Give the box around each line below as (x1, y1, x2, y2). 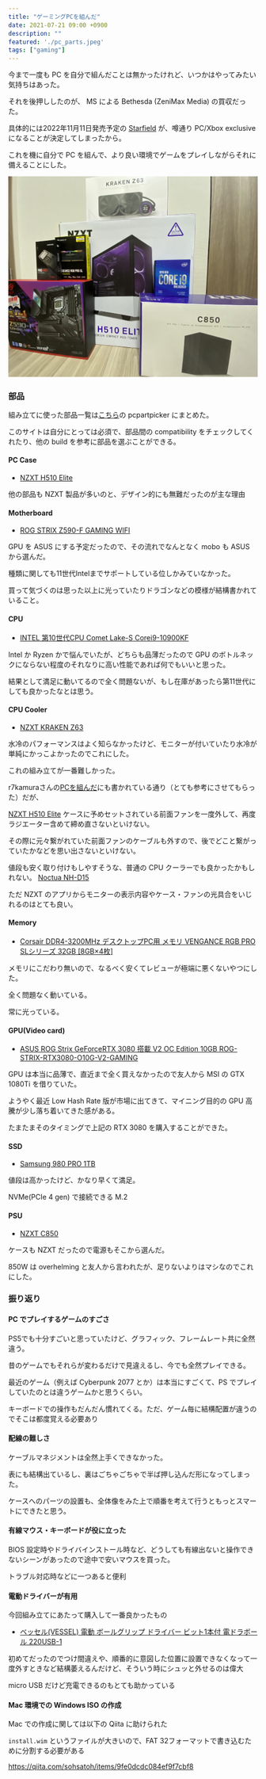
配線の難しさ (8, 1434, 50, 1443)
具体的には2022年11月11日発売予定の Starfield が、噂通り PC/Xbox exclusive (8, 124, 256, 133)
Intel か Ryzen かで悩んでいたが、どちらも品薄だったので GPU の (8, 650, 219, 659)
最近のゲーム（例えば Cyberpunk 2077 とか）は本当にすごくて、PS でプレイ (8, 1377, 257, 1387)
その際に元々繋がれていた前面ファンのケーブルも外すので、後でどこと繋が (8, 836, 250, 846)
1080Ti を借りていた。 (8, 1079, 82, 1089)
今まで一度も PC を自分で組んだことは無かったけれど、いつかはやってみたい (8, 70, 257, 79)
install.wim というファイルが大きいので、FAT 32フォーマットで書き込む (8, 1736, 245, 1746)
